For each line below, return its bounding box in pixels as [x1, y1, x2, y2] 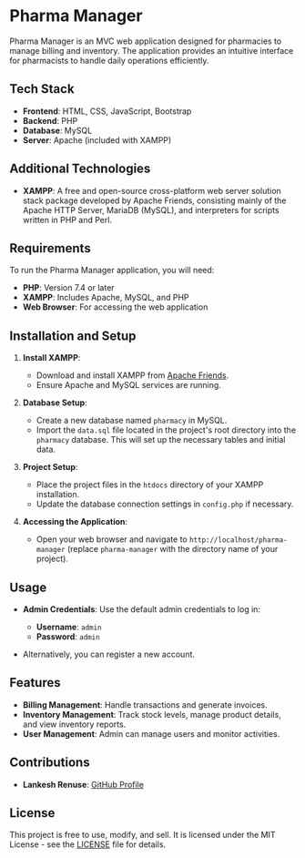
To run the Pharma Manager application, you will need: [9, 265, 215, 276]
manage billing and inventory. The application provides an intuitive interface [9, 45, 294, 56]
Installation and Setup [9, 328, 137, 343]
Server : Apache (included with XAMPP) [22, 134, 172, 146]
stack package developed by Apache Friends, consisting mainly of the [22, 195, 287, 206]
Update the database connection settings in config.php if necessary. [36, 498, 294, 510]
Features [9, 675, 61, 690]
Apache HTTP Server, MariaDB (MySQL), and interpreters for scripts [22, 204, 280, 215]
